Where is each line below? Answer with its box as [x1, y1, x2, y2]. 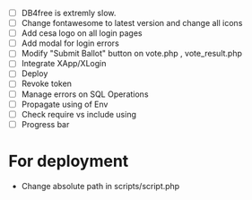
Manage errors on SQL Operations [21, 89, 149, 100]
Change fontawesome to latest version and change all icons [21, 18, 243, 29]
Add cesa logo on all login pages [21, 28, 143, 39]
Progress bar [21, 118, 70, 129]
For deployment [8, 151, 129, 171]
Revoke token [21, 78, 73, 89]
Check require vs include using [21, 109, 136, 119]
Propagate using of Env [21, 99, 109, 109]
